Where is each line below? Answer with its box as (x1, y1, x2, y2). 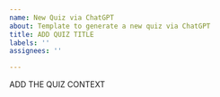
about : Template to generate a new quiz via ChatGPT (9, 22, 211, 31)
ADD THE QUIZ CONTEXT (9, 79, 106, 90)
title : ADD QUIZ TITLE (9, 30, 94, 39)
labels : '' (9, 38, 50, 48)
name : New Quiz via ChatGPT (9, 13, 115, 22)
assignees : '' (9, 47, 63, 56)
